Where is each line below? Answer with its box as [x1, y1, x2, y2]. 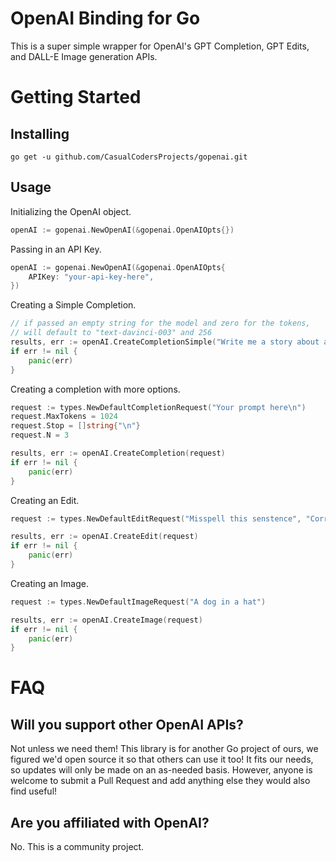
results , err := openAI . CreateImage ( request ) [10, 615, 203, 625]
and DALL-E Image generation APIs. [10, 50, 158, 62]
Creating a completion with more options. [10, 383, 181, 395]
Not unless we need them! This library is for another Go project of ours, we [10, 743, 319, 755]
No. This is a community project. [10, 841, 145, 853]
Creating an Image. [10, 577, 89, 589]
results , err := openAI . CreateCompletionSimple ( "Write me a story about [10, 337, 320, 347]
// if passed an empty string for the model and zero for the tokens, [10, 318, 311, 329]
